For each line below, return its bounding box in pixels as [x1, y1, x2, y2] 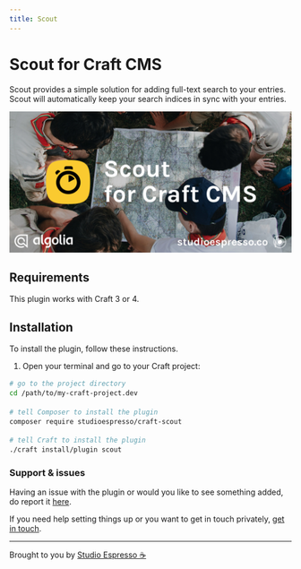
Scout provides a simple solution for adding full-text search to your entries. [9, 83, 287, 94]
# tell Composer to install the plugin [9, 408, 159, 417]
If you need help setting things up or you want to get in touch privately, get [9, 513, 285, 524]
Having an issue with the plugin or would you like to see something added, [9, 487, 284, 497]
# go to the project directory [9, 379, 126, 389]
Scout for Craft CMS [9, 54, 163, 74]
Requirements [9, 270, 90, 285]
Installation [9, 319, 73, 335]
